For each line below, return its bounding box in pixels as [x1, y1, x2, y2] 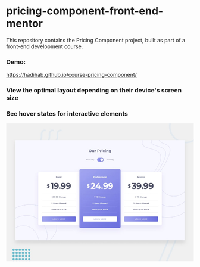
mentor [6, 17, 43, 30]
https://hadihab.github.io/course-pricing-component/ [6, 72, 137, 79]
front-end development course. [6, 43, 83, 50]
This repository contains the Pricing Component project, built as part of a [6, 36, 186, 44]
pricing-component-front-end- [6, 4, 164, 18]
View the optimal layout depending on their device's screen [6, 86, 182, 95]
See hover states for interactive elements [6, 110, 128, 118]
